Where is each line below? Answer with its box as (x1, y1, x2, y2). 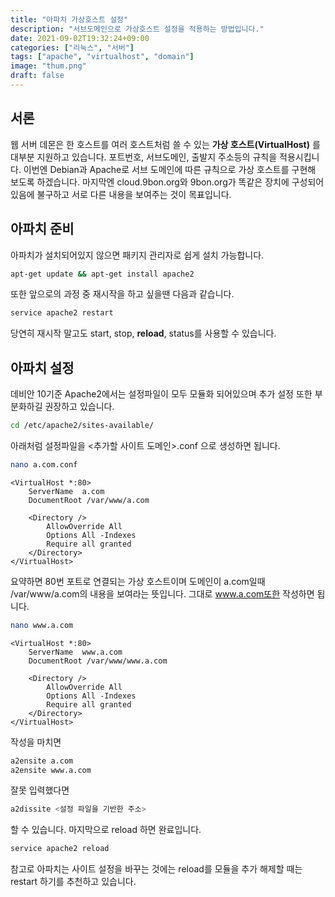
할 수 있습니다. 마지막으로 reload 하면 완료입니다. (10, 824, 202, 836)
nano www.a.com (10, 620, 74, 630)
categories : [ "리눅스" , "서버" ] (10, 42, 135, 53)
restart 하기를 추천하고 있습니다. (10, 876, 137, 888)
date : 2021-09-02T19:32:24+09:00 (10, 33, 150, 43)
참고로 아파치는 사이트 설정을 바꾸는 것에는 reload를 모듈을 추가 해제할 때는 (10, 863, 303, 875)
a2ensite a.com (10, 756, 74, 766)
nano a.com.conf (10, 459, 78, 470)
